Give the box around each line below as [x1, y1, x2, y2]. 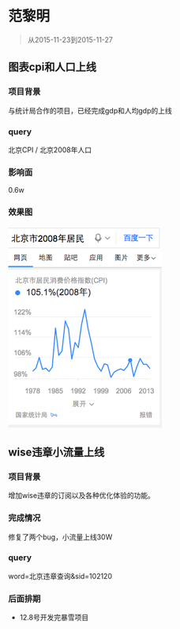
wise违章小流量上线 [8, 445, 105, 458]
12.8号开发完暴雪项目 [19, 612, 89, 623]
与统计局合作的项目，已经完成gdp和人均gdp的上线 [8, 105, 172, 115]
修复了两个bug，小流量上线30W [8, 532, 113, 542]
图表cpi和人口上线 [8, 60, 97, 74]
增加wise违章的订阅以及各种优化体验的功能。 [8, 491, 156, 501]
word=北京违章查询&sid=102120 [8, 571, 113, 581]
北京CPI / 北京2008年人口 [8, 144, 92, 155]
